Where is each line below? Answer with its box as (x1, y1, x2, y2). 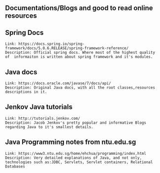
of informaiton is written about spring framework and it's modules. (5, 54, 153, 60)
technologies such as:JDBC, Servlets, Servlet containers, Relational (5, 160, 153, 165)
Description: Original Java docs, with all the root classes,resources (5, 85, 155, 90)
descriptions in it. (5, 90, 48, 95)
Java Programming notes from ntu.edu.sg (5, 138, 136, 146)
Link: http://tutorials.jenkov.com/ (5, 116, 80, 121)
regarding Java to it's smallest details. (5, 124, 94, 130)
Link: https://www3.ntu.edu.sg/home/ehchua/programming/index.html (5, 151, 147, 156)
